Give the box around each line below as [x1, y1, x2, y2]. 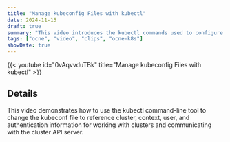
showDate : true [7, 42, 51, 49]
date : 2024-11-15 [7, 16, 57, 23]
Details [7, 88, 38, 99]
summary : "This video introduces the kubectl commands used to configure [7, 29, 224, 36]
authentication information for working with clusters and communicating [7, 121, 212, 129]
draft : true [7, 23, 41, 29]
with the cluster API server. [7, 128, 84, 136]
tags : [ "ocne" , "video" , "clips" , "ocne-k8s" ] [7, 36, 143, 43]
